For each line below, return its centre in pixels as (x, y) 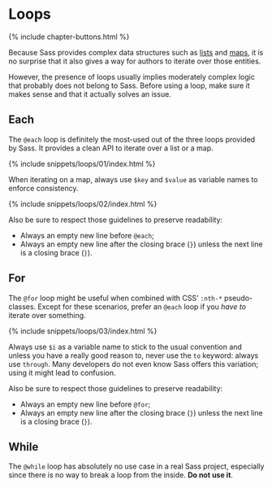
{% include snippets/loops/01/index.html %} (82, 163)
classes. (22, 307)
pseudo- (239, 298)
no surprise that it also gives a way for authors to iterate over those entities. (135, 61)
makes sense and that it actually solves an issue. (90, 94)
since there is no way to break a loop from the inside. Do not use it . (121, 475)
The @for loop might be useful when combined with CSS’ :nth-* (116, 298)
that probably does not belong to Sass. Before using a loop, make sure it (129, 85)
